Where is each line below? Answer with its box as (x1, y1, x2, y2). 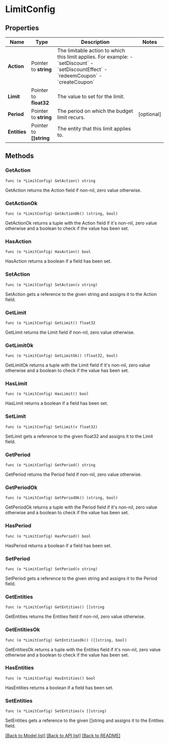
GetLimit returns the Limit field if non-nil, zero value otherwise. (5, 329, 135, 335)
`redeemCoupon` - (57, 72, 102, 79)
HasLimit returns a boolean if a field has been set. (5, 400, 108, 406)
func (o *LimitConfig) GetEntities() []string (5, 605, 105, 610)
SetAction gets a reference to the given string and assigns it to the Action (5, 291, 157, 297)
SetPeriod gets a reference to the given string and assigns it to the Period (5, 575, 157, 581)
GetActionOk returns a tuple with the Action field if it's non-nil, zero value (5, 220, 157, 226)
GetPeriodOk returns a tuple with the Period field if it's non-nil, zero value (5, 504, 157, 510)
